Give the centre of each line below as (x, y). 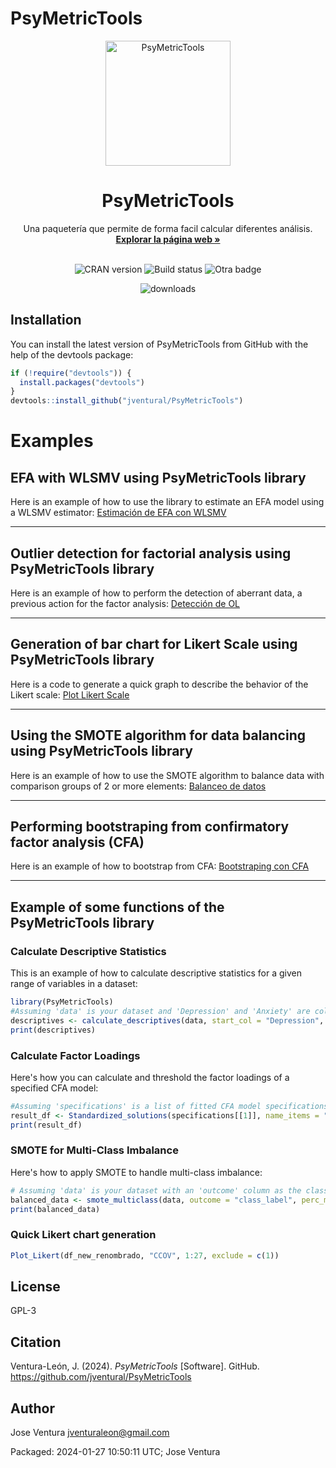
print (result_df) (46, 1125)
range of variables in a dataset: (74, 984)
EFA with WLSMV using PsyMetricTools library (158, 477)
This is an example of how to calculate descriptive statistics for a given (156, 973)
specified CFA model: (54, 1088)
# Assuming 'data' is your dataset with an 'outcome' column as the (156, 1190)
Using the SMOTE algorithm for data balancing (158, 735)
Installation (46, 320)
